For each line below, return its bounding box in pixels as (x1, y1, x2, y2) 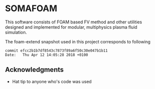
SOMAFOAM (5, 3, 58, 14)
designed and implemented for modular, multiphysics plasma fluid (5, 24, 137, 30)
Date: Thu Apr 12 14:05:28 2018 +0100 (5, 52, 89, 57)
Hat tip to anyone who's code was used (12, 78, 92, 84)
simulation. (5, 29, 27, 35)
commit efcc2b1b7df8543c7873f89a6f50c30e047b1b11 (5, 48, 108, 53)
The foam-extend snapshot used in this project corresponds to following (5, 38, 151, 44)
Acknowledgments (5, 66, 64, 74)
